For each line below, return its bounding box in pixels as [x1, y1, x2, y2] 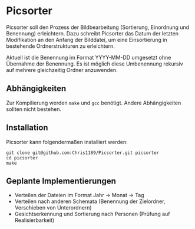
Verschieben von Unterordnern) [14, 204, 92, 211]
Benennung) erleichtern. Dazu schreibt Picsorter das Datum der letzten [6, 30, 179, 37]
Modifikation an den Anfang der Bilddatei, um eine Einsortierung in [6, 36, 168, 43]
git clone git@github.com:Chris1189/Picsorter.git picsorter [6, 149, 160, 156]
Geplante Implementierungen [6, 176, 117, 186]
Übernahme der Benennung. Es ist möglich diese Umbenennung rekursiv [6, 60, 184, 67]
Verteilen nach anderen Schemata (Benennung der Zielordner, [14, 198, 166, 205]
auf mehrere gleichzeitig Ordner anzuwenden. [6, 66, 118, 73]
